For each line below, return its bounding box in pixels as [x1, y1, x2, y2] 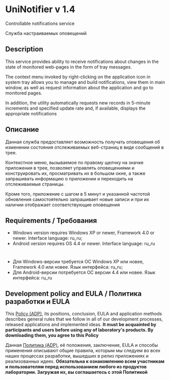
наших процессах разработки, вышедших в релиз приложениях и [5, 353, 149, 359]
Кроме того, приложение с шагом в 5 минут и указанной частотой [5, 191, 150, 197]
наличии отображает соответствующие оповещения [5, 202, 121, 208]
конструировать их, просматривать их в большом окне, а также [5, 170, 146, 176]
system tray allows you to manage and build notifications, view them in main [5, 79, 165, 85]
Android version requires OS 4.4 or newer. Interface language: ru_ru [12, 240, 155, 247]
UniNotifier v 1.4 [5, 4, 75, 15]
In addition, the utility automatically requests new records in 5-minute [5, 100, 151, 106]
